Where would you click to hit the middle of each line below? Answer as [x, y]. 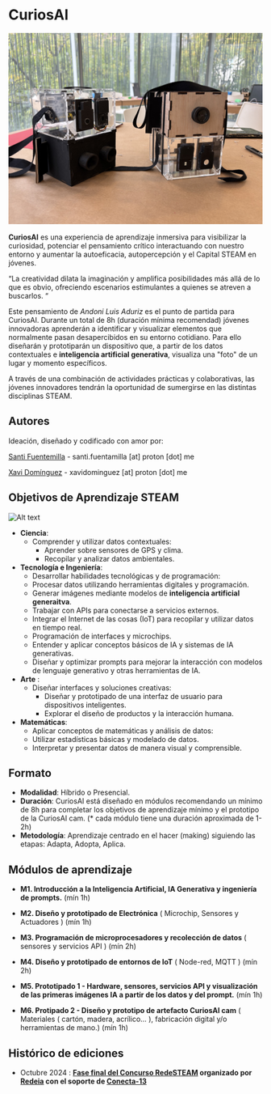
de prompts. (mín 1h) [55, 898]
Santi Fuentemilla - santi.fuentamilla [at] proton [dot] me [102, 456]
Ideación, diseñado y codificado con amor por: [86, 441]
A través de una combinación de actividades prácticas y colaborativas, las [132, 379]
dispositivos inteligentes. [85, 705]
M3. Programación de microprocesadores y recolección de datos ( [133, 938]
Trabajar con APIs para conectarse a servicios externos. [125, 610]
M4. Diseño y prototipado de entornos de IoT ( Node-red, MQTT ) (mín [139, 962]
